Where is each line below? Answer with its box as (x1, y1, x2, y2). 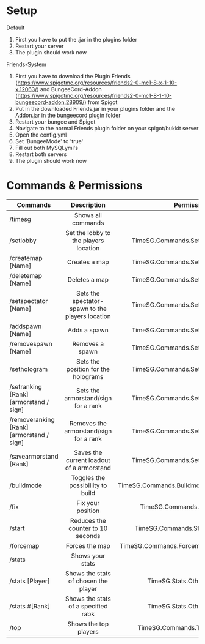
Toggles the (71, 473, 106, 482)
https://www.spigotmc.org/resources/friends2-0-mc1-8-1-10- (17, 92, 172, 99)
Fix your (76, 498, 100, 507)
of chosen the (68, 577, 108, 585)
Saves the (74, 448, 103, 457)
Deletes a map (67, 275, 109, 283)
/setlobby (9, 236, 37, 245)
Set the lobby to (65, 228, 111, 237)
